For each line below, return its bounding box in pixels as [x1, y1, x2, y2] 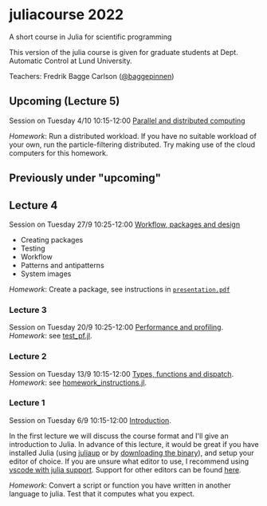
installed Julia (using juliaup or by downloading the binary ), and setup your [9, 448, 254, 457]
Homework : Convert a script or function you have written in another [9, 480, 231, 490]
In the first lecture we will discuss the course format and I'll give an [9, 431, 230, 441]
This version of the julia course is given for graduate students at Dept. [9, 47, 238, 57]
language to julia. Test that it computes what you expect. [9, 488, 194, 498]
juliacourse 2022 [9, 6, 124, 24]
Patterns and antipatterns [20, 260, 104, 270]
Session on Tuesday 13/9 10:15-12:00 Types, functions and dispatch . [9, 369, 234, 378]
